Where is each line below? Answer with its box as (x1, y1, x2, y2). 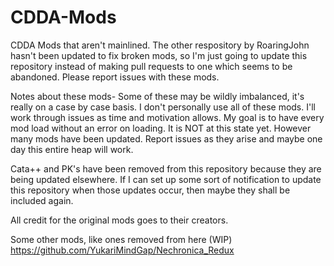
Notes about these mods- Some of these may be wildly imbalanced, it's (10, 90, 305, 102)
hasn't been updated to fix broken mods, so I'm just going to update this (10, 49, 308, 61)
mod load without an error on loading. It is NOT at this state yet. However (10, 122, 312, 134)
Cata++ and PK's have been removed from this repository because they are (10, 162, 322, 175)
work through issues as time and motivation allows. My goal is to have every (10, 111, 325, 123)
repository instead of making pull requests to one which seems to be (10, 60, 293, 72)
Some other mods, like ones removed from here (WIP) (10, 233, 233, 245)
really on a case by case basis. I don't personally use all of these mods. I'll (10, 101, 316, 113)
